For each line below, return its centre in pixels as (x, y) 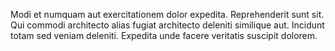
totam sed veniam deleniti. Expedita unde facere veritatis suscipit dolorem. (164, 35)
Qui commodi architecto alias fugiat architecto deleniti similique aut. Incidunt (167, 25)
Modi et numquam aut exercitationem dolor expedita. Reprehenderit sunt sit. (167, 14)
